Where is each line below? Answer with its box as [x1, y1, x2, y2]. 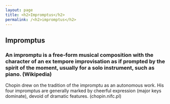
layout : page [5, 7, 33, 13]
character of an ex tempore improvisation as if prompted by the [5, 57, 165, 65]
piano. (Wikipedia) [5, 70, 52, 77]
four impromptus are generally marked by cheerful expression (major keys [5, 88, 162, 94]
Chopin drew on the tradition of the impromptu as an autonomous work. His [5, 82, 164, 89]
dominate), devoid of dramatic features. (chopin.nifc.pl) [5, 93, 122, 99]
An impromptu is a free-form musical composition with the [5, 51, 154, 58]
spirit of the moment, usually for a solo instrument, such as [5, 64, 155, 71]
